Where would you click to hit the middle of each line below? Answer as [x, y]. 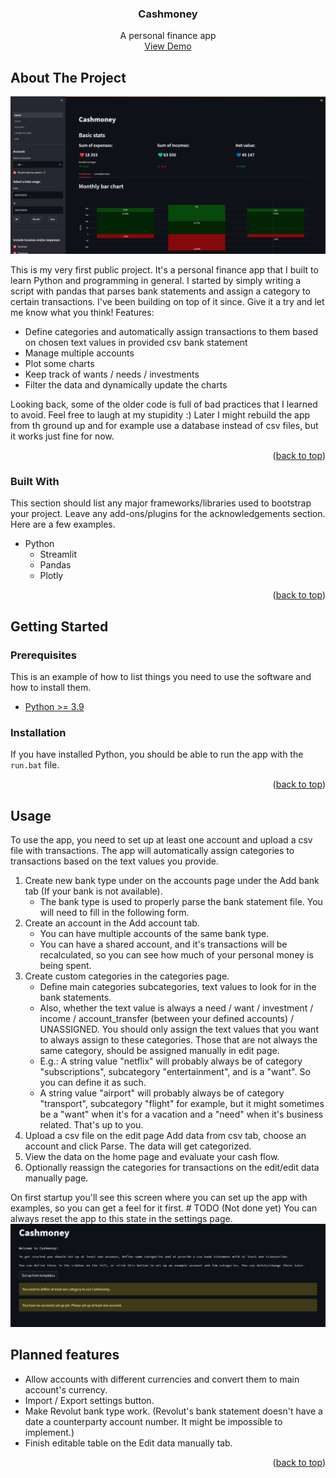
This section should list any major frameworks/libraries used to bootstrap [161, 503]
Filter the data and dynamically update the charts [126, 385]
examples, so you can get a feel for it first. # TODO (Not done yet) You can [164, 1208]
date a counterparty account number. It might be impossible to [153, 1421]
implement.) [49, 1432]
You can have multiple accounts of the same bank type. [154, 934]
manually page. [56, 1178]
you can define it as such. [93, 1083]
